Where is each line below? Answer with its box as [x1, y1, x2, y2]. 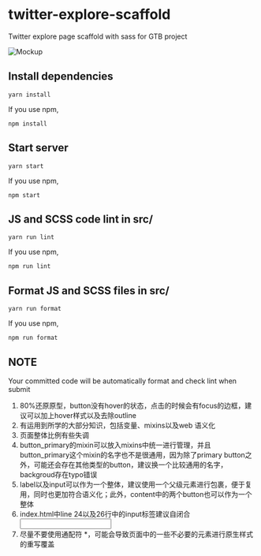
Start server [8, 141, 69, 155]
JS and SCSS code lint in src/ [8, 212, 154, 226]
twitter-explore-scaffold [8, 6, 171, 24]
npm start [8, 191, 41, 199]
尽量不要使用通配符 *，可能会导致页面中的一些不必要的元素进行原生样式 [19, 530, 254, 539]
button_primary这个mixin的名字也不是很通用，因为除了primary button [19, 450, 246, 459]
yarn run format [8, 305, 62, 313]
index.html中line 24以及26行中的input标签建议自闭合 [19, 509, 191, 518]
